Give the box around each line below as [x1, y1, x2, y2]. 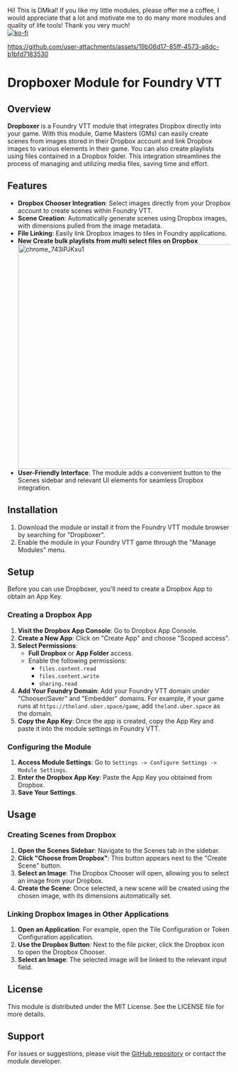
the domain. [17, 709, 53, 717]
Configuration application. [17, 933, 94, 941]
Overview [7, 103, 52, 115]
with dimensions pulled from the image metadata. [17, 221, 163, 230]
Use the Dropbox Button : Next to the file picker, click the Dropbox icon [17, 940, 225, 949]
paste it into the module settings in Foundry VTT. [17, 724, 161, 733]
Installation [7, 504, 58, 516]
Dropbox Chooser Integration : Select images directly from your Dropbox [17, 199, 231, 207]
